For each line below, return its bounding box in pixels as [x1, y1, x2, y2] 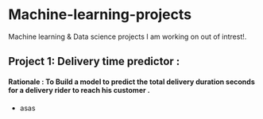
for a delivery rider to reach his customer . [8, 85, 150, 94]
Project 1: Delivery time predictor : [8, 55, 180, 68]
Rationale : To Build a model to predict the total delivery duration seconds [8, 77, 256, 86]
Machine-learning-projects [8, 6, 192, 24]
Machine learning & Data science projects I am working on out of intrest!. [8, 32, 247, 41]
